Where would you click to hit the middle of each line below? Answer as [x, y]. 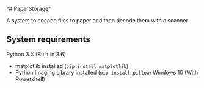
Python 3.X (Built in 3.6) [36, 54]
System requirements [48, 40]
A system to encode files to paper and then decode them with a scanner [97, 20]
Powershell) [30, 79]
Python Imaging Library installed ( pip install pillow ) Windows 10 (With [107, 72]
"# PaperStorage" [29, 9]
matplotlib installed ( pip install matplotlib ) [72, 66]
